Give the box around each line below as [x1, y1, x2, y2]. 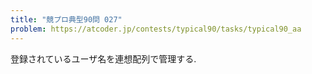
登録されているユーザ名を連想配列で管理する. [10, 52, 197, 65]
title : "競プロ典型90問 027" [10, 14, 123, 25]
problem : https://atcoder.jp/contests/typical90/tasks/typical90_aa [10, 24, 302, 34]
